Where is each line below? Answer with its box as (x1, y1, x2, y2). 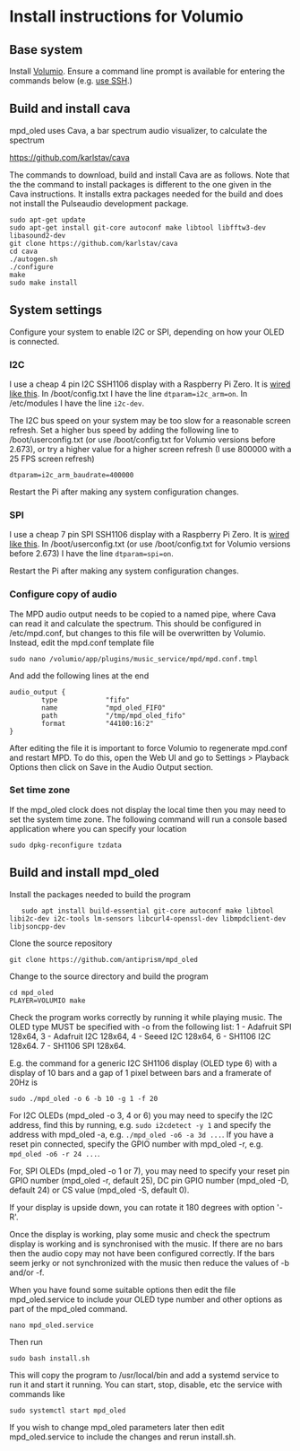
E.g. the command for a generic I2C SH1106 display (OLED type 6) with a (9, 1057, 278, 1069)
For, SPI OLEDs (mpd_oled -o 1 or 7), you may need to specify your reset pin (9, 1165, 290, 1176)
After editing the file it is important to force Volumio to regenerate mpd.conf (9, 742, 288, 753)
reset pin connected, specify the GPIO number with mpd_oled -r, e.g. (9, 1138, 264, 1149)
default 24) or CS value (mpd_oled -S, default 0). (9, 1184, 190, 1195)
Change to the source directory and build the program (9, 971, 209, 982)
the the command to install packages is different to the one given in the (9, 179, 272, 189)
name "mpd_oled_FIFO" (41, 703, 167, 712)
